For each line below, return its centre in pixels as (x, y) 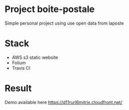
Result (18, 88)
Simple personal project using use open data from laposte (64, 23)
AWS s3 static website (35, 57)
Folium (19, 63)
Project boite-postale (50, 9)
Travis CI (21, 68)
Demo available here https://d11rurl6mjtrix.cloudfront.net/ (63, 102)
